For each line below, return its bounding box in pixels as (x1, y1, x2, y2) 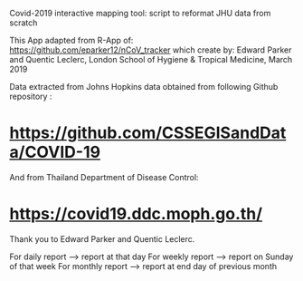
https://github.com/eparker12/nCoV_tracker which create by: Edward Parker (9, 44, 292, 55)
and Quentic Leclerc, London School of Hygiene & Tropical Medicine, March (9, 54, 293, 64)
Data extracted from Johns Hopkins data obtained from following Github (9, 82, 279, 92)
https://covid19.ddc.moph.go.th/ (9, 204, 263, 225)
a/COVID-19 (9, 142, 101, 162)
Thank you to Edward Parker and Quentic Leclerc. (9, 233, 195, 244)
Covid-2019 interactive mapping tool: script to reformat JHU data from (9, 8, 271, 18)
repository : (9, 91, 52, 102)
